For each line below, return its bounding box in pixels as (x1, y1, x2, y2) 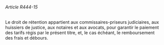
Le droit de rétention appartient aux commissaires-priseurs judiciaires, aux (5, 19, 159, 25)
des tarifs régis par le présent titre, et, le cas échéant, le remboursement (5, 30, 155, 36)
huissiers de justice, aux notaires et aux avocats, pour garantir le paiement (5, 25, 159, 31)
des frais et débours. (5, 35, 49, 41)
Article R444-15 (5, 4, 38, 10)
